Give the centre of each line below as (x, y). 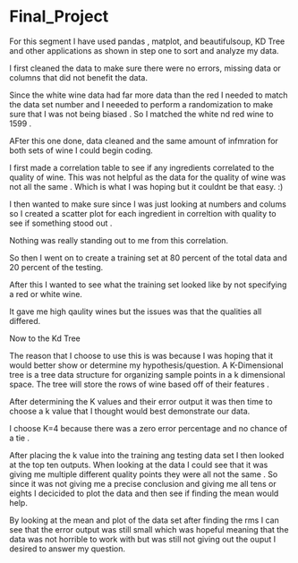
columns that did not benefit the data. (79, 77)
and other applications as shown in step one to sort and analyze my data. (144, 50)
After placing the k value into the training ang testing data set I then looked (147, 455)
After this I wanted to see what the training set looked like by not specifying (148, 285)
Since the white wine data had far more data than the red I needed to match (149, 95)
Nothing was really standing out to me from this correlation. (119, 240)
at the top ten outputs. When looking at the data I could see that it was (139, 465)
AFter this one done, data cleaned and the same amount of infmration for (144, 141)
